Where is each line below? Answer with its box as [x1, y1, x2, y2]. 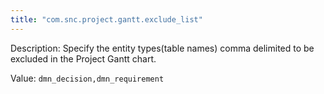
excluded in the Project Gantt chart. [10, 52, 157, 65]
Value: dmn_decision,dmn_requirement [10, 72, 165, 84]
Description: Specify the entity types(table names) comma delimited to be [10, 42, 315, 54]
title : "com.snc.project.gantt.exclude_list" [10, 14, 203, 25]
